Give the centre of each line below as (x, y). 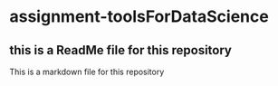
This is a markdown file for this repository (87, 72)
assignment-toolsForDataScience (139, 17)
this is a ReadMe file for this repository (121, 50)
